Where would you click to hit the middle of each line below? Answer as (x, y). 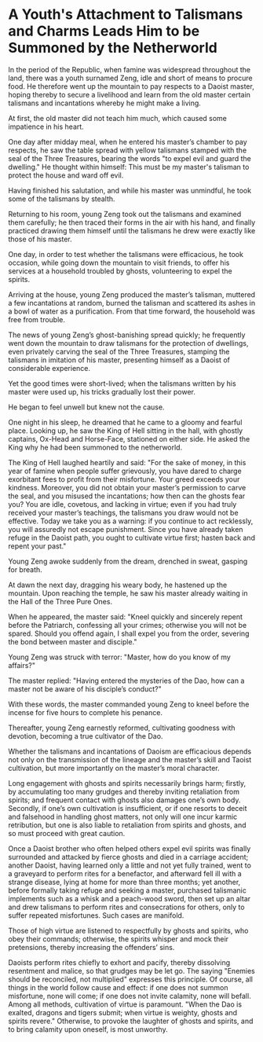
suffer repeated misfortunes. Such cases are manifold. (96, 915)
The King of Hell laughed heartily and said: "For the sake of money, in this (127, 462)
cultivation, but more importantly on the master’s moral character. (114, 768)
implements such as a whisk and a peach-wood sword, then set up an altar (130, 898)
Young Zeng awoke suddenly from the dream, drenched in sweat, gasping (128, 561)
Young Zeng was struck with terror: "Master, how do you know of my (120, 657)
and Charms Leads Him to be (104, 31)
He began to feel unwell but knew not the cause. (86, 407)
